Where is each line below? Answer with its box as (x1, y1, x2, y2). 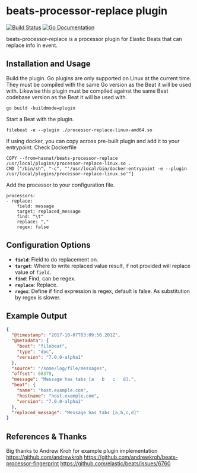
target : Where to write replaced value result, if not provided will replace (14, 262, 191, 269)
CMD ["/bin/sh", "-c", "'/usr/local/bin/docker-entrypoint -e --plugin (6, 165, 187, 172)
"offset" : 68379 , (11, 371, 55, 377)
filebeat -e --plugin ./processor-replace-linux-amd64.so (6, 127, 152, 133)
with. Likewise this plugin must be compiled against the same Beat (6, 87, 169, 94)
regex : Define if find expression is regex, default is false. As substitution (14, 287, 190, 295)
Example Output (6, 311, 67, 321)
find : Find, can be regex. (14, 275, 76, 282)
